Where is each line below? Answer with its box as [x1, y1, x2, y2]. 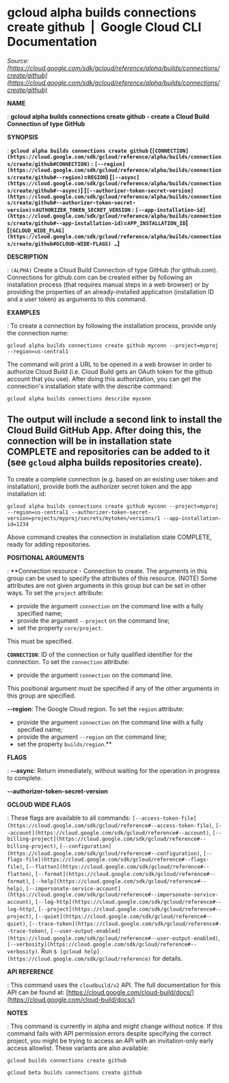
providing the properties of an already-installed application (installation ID [7, 287, 214, 296]
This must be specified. [7, 636, 74, 645]
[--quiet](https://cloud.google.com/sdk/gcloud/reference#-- [35, 913, 213, 920]
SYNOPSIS [7, 132, 39, 141]
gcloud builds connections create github [7, 1057, 127, 1064]
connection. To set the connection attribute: [7, 657, 130, 666]
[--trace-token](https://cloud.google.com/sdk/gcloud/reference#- [28, 920, 222, 927]
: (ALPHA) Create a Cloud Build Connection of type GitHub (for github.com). [7, 265, 218, 274]
